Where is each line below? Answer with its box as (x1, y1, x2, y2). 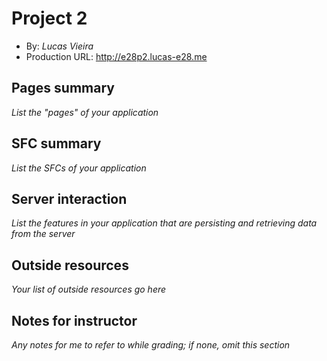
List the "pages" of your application (11, 106, 159, 118)
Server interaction (11, 190, 128, 207)
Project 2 (11, 7, 88, 30)
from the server (11, 228, 76, 240)
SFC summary (11, 135, 102, 152)
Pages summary (11, 80, 115, 97)
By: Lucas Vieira (25, 40, 94, 52)
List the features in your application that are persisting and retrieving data (11, 217, 318, 229)
